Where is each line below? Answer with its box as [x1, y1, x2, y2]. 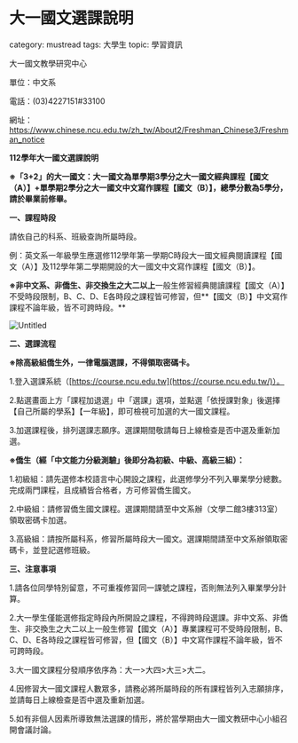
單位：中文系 [9, 76, 56, 87]
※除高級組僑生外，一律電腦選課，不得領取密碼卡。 [9, 357, 195, 368]
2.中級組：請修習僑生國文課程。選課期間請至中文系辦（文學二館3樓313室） [9, 503, 283, 514]
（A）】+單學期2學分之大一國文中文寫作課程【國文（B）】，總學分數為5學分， [9, 182, 288, 193]
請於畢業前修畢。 [9, 193, 72, 204]
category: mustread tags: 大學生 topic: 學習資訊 [9, 39, 184, 50]
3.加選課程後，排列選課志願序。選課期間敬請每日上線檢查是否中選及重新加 [9, 424, 281, 435]
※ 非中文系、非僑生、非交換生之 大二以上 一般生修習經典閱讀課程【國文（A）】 [9, 280, 289, 290]
